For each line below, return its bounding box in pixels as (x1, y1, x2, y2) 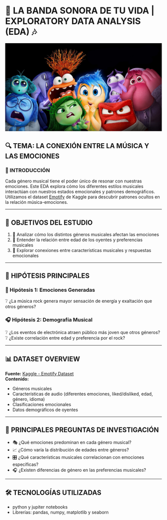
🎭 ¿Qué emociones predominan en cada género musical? (12, 439, 132, 445)
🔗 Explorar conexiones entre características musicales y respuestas (12, 247, 152, 253)
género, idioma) (12, 396, 45, 402)
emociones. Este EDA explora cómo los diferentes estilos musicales (5, 183, 144, 189)
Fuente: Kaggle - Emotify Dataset (5, 370, 74, 376)
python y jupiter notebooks (12, 504, 68, 510)
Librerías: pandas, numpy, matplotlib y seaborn (12, 510, 109, 516)
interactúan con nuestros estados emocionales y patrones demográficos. (5, 189, 155, 195)
